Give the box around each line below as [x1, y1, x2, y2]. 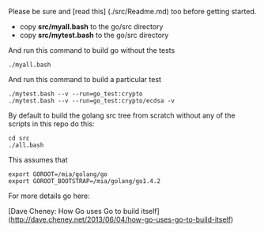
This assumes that [8, 155, 69, 164]
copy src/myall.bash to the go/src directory [19, 22, 164, 31]
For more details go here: [8, 191, 91, 200]
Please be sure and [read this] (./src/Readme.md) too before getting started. [8, 7, 257, 16]
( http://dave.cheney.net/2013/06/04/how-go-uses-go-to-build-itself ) [8, 215, 234, 224]
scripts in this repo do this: [8, 119, 95, 129]
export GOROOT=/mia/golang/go [8, 170, 108, 178]
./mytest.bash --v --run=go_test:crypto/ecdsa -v [8, 97, 175, 105]
